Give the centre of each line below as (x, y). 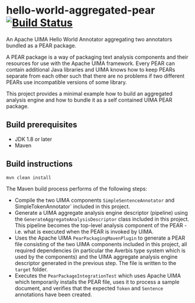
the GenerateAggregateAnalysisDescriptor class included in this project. (102, 219)
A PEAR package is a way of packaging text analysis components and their (97, 57)
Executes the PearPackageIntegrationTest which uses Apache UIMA (98, 275)
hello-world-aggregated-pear (81, 10)
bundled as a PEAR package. (41, 46)
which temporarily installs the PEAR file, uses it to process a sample (97, 282)
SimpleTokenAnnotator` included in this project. (72, 206)
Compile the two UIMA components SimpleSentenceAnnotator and (95, 200)
